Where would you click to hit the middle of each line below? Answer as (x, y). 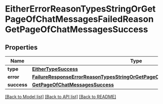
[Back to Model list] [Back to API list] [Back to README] (61, 97)
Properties (21, 47)
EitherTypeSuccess (55, 69)
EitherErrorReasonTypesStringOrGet (81, 9)
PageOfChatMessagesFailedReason (79, 19)
